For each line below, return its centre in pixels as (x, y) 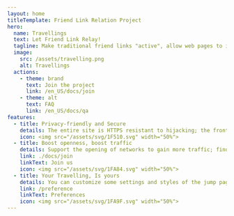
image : (23, 53)
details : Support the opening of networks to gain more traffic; (117, 150)
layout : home (26, 14)
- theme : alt (39, 98)
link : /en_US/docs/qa (57, 111)
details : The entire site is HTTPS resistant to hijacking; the (115, 130)
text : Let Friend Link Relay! (57, 40)
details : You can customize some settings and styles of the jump (118, 182)
